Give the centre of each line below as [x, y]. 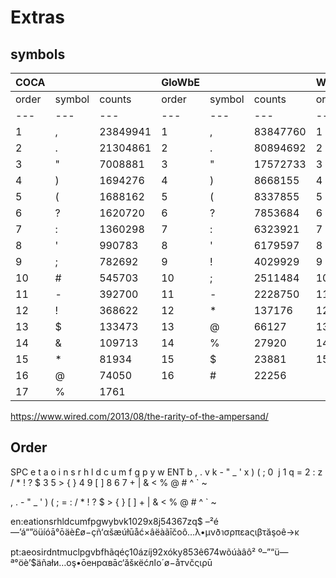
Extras [37, 17]
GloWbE [180, 82]
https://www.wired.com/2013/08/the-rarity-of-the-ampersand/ [139, 416]
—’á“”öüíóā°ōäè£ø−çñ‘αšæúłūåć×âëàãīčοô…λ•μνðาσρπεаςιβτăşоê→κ [155, 532]
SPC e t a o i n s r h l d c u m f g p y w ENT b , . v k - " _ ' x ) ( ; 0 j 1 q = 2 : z [166, 472]
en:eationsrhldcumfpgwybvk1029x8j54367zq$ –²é [114, 521]
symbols [38, 54]
